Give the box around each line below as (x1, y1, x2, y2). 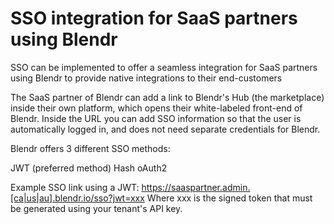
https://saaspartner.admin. (141, 181, 251, 193)
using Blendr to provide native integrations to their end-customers (10, 72, 283, 84)
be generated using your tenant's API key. (10, 202, 183, 214)
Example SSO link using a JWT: (10, 181, 140, 193)
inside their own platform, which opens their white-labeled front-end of (10, 102, 303, 114)
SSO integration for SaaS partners (10, 7, 298, 30)
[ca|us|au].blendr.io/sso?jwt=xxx (10, 192, 145, 204)
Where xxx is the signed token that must (146, 192, 313, 204)
